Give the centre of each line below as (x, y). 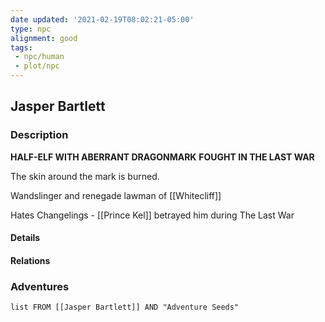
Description (39, 135)
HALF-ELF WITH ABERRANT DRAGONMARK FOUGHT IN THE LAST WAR (162, 157)
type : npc (31, 29)
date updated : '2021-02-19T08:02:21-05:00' (102, 19)
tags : (21, 47)
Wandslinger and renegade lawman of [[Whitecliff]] (116, 195)
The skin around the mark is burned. (85, 176)
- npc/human (39, 57)
